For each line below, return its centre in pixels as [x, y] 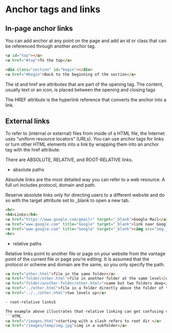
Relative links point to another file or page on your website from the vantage [85, 253]
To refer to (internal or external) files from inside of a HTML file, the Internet [85, 133]
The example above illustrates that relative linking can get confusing [84, 311]
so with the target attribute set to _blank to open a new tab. [68, 201]
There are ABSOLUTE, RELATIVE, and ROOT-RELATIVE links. [69, 160]
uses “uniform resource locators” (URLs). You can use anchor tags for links [84, 139]
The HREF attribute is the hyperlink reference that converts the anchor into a [86, 100]
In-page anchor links [39, 28]
